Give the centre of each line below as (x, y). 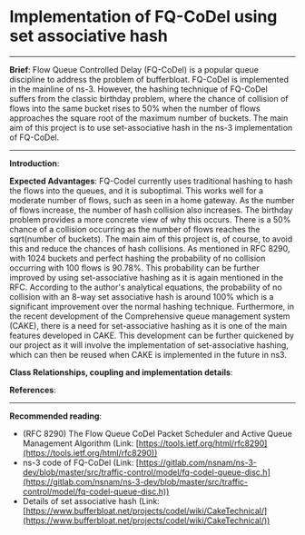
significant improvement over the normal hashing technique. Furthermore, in (152, 306)
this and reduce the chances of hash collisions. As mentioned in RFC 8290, (150, 248)
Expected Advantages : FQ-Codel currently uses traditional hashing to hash (151, 181)
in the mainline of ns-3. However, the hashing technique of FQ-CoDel (138, 89)
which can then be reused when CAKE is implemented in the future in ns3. (148, 354)
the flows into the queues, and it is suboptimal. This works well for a (137, 190)
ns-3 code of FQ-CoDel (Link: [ (80, 462)
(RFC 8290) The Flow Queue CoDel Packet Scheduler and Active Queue (157, 433)
